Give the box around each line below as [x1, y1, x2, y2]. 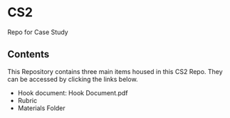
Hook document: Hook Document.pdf [17, 88, 128, 97]
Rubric [17, 96, 38, 104]
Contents [7, 48, 50, 60]
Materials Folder [17, 104, 66, 112]
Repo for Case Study [7, 28, 69, 36]
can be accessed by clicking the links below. [7, 75, 138, 83]
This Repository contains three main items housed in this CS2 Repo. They [7, 67, 223, 75]
